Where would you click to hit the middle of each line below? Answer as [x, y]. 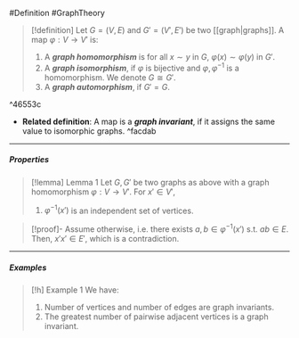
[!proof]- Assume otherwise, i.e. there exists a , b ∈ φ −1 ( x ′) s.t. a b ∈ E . [160, 228]
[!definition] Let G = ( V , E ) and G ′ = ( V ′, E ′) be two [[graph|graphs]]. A [158, 30]
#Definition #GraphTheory [57, 13]
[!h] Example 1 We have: [75, 290]
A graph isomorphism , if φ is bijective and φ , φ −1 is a [142, 67]
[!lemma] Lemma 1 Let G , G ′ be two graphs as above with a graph [150, 182]
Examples [28, 268]
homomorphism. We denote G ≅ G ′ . [110, 77]
